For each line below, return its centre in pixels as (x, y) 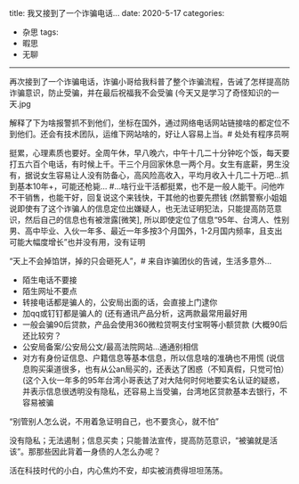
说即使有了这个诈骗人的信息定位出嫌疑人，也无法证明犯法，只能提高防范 (141, 209)
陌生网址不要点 (49, 291)
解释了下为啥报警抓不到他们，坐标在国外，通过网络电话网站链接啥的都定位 (145, 123)
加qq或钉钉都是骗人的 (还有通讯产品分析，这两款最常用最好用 (134, 313)
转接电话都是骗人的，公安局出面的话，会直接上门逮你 (120, 302)
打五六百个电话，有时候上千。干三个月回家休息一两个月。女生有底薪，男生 (145, 164)
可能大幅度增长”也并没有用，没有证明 (77, 242)
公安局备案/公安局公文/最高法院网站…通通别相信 (110, 347)
